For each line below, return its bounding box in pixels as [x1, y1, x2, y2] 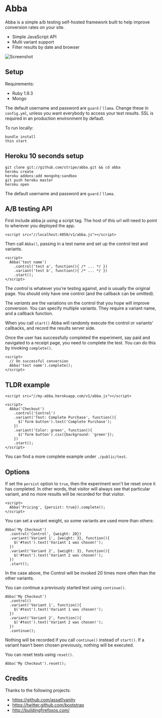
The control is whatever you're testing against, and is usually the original [5, 286, 150, 292]
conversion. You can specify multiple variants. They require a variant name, [5, 305, 157, 311]
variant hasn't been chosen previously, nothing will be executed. [5, 642, 134, 648]
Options [5, 468, 30, 476]
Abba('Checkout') [9, 406, 45, 411]
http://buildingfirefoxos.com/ [12, 707, 70, 713]
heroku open [5, 182, 29, 187]
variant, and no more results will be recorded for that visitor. [5, 491, 125, 497]
